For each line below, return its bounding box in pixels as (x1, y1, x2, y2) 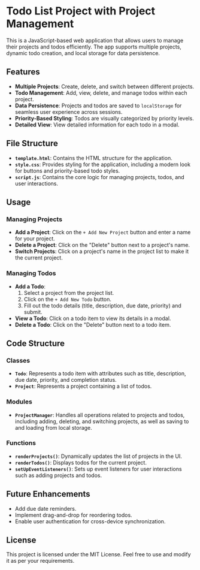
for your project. (14, 235, 55, 242)
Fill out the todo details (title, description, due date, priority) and (23, 301, 181, 309)
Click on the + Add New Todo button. (23, 295, 112, 303)
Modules (6, 397, 33, 406)
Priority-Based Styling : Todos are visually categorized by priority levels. (14, 114, 195, 122)
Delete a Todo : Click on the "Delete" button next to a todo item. (14, 321, 171, 328)
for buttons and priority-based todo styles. (14, 167, 120, 174)
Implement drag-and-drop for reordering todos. (14, 511, 133, 518)
